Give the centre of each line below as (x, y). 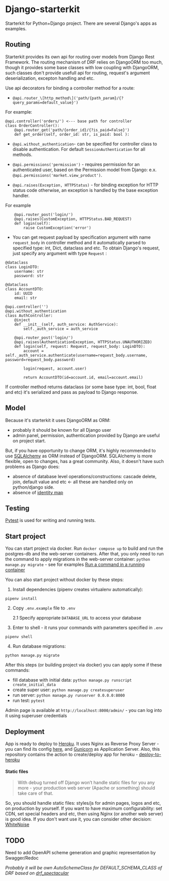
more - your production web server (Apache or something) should (86, 788)
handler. (21, 195)
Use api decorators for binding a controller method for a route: (70, 88)
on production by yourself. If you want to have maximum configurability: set (84, 808)
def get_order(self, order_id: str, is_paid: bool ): (72, 134)
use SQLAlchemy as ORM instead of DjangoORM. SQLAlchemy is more (79, 456)
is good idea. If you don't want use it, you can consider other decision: (78, 819)
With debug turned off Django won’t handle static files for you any (86, 783)
